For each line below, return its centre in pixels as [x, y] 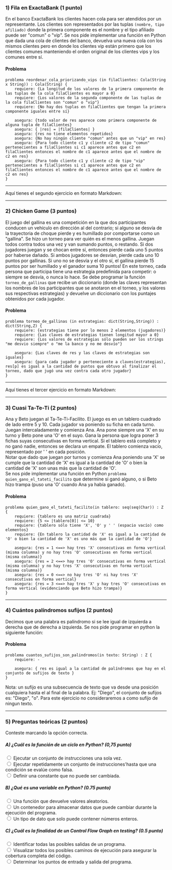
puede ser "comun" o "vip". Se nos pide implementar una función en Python [86, 35]
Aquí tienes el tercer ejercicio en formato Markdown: [61, 390]
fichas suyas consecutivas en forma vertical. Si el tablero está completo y [83, 441]
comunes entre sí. [24, 57]
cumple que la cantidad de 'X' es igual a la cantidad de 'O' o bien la [76, 463]
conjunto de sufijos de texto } [40, 673]
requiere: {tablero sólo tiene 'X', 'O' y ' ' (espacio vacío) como [89, 525]
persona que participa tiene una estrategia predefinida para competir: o [81, 271]
